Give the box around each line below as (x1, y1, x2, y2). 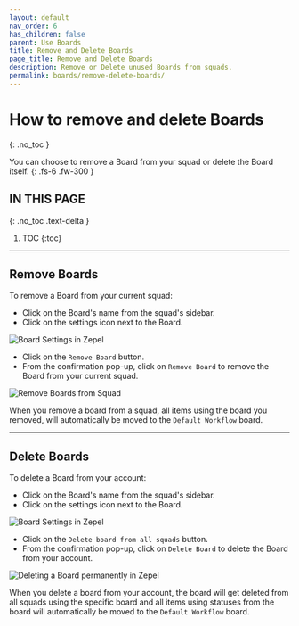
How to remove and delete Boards (9, 109, 264, 129)
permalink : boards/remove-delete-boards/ (9, 71, 166, 80)
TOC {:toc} (21, 233, 62, 243)
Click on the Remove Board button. (21, 351, 145, 362)
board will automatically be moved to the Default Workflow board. (9, 606, 250, 617)
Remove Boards (9, 267, 99, 282)
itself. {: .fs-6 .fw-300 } (9, 166, 94, 177)
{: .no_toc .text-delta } (9, 215, 90, 226)
